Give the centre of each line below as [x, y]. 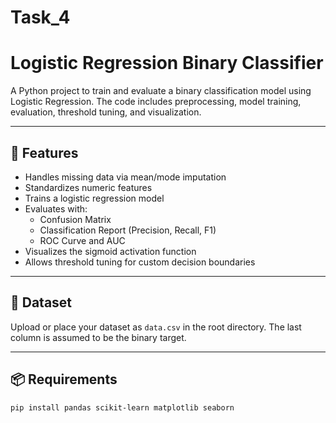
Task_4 [40, 17]
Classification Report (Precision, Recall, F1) [128, 230]
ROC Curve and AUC [82, 240]
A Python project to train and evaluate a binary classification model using [161, 91]
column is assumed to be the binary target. [98, 337]
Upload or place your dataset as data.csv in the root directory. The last [156, 327]
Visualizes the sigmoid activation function [110, 251]
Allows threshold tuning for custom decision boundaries [140, 262]
